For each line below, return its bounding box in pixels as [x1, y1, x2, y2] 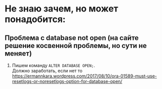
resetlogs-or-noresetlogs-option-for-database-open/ [12, 78, 123, 84]
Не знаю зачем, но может [5, 3, 119, 14]
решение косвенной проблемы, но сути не [5, 41, 147, 50]
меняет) [5, 49, 32, 57]
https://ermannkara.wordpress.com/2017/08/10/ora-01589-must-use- [12, 73, 157, 79]
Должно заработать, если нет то [12, 68, 83, 73]
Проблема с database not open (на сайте [5, 33, 139, 42]
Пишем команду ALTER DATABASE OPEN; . [12, 62, 95, 68]
